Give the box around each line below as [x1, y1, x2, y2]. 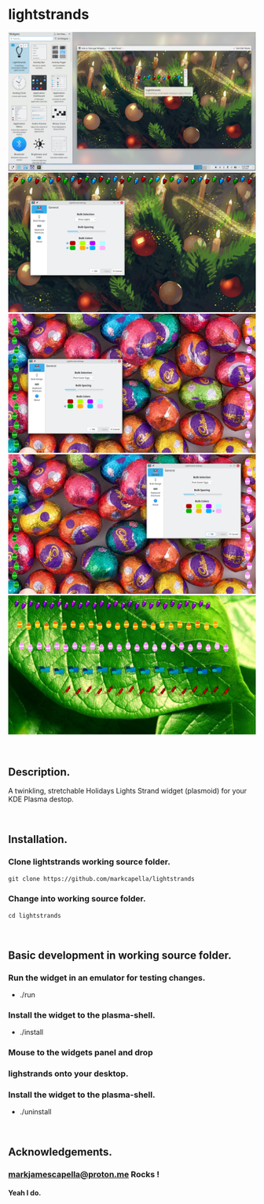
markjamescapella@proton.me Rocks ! [8, 1169, 159, 1180]
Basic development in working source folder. [8, 948, 232, 962]
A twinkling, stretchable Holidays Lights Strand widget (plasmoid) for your [8, 786, 247, 796]
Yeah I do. [8, 1188, 42, 1198]
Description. [8, 765, 71, 779]
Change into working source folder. [8, 893, 146, 904]
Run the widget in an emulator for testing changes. [8, 972, 206, 983]
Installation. [8, 832, 68, 846]
